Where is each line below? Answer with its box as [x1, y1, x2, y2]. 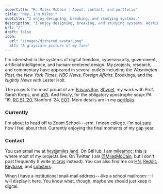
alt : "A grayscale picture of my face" [9, 43, 90, 48]
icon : [5, 34, 16, 39]
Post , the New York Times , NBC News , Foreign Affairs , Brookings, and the [5, 72, 153, 78]
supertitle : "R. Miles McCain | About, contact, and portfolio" [5, 7, 138, 12]
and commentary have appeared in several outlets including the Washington [5, 66, 158, 73]
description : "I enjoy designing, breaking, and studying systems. [5, 20, 145, 26]
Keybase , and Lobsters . [5, 163, 52, 170]
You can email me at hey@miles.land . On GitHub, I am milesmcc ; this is [5, 148, 147, 154]
